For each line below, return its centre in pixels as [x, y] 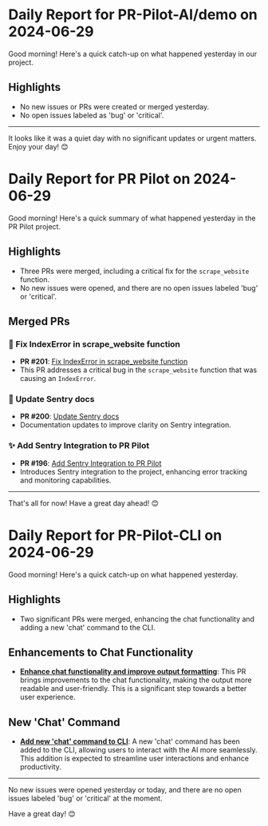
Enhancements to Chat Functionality [101, 652]
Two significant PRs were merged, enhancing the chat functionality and [137, 619]
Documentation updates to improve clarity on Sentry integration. [125, 425]
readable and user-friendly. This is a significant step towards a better [133, 689]
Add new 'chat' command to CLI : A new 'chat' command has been [130, 741]
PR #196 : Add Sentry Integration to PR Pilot [91, 463]
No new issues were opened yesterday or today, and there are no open [125, 790]
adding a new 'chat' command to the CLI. [87, 627]
